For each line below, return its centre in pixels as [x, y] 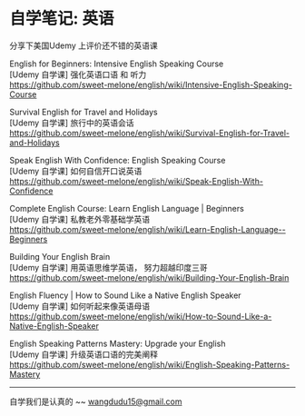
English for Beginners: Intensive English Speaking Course [117, 64]
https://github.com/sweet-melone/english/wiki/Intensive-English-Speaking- [151, 84]
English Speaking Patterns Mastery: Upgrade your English [118, 343]
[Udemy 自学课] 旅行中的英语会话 [72, 123]
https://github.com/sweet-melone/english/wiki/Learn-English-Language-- [148, 229]
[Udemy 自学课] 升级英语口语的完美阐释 [84, 354]
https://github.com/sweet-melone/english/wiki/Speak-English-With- [136, 181]
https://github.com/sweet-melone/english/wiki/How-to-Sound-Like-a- [141, 316]
